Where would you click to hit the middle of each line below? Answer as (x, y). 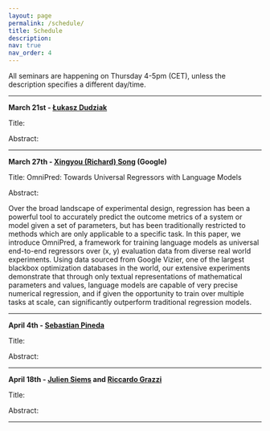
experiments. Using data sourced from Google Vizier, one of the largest (127, 259)
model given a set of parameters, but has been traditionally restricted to (127, 225)
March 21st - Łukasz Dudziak (58, 108)
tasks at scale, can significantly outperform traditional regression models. (130, 302)
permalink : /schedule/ (46, 23)
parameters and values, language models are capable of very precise (123, 285)
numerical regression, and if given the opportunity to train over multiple (126, 293)
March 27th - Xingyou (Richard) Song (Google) (88, 162)
